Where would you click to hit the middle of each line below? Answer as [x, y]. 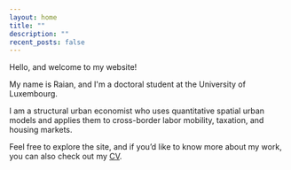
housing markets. [41, 130]
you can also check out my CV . [66, 157]
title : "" [28, 26]
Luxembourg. [33, 94]
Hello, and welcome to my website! [73, 67]
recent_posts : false [47, 42]
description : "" [39, 34]
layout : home [33, 17]
